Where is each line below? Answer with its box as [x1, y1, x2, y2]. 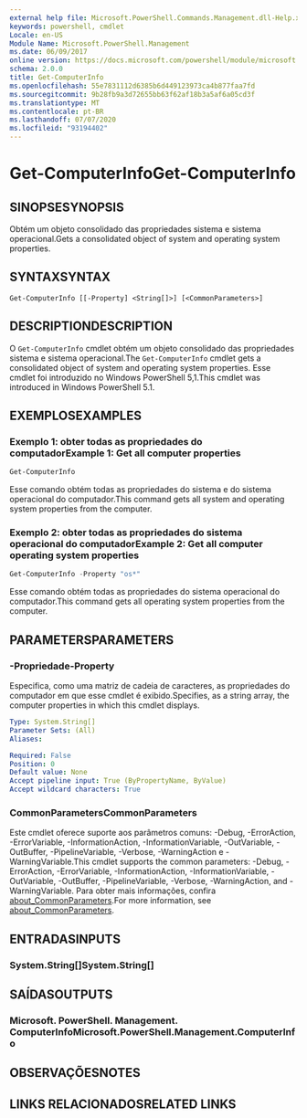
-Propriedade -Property [9, 659, 115, 672]
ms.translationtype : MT [9, 98, 101, 108]
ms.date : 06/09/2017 [9, 47, 89, 57]
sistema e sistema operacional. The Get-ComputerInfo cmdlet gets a [9, 353, 262, 364]
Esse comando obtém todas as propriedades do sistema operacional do [9, 586, 281, 597]
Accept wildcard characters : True [9, 785, 142, 795]
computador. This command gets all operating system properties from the [9, 596, 285, 607]
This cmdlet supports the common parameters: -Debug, [73, 856, 284, 868]
